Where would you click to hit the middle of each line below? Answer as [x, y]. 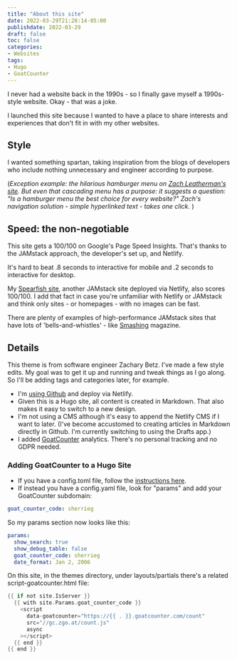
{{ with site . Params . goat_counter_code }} [78, 603]
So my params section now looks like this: [69, 523]
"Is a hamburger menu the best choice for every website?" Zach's [104, 199]
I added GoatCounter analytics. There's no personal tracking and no [117, 439]
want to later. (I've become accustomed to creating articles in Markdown [124, 424]
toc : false [23, 41]
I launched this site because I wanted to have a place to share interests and [118, 115]
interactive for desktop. [42, 275]
